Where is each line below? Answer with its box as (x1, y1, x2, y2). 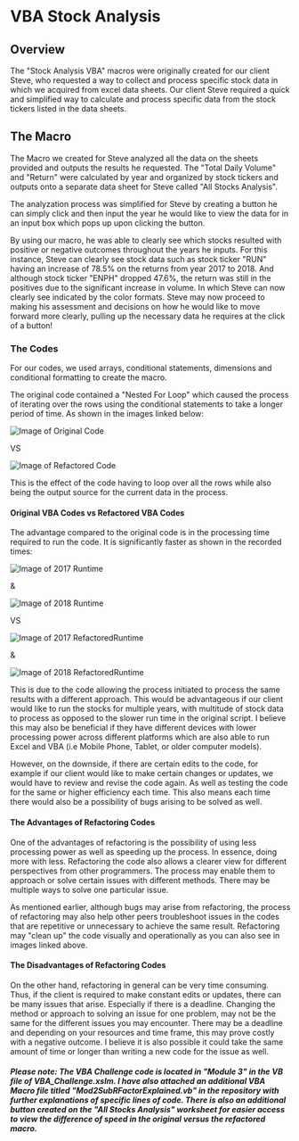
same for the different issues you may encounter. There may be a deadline (10, 1017, 284, 1028)
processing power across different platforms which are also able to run (10, 732, 271, 742)
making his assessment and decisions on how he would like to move (10, 301, 261, 311)
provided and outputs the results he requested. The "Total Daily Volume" (10, 162, 277, 173)
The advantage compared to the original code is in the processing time (10, 527, 271, 538)
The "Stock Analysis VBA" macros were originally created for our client (10, 65, 271, 76)
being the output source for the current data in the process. (10, 487, 229, 498)
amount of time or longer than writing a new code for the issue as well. (10, 1046, 270, 1056)
